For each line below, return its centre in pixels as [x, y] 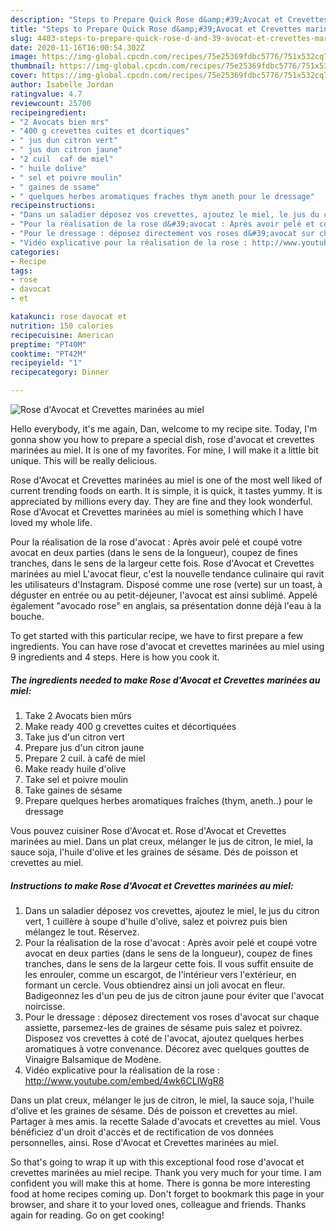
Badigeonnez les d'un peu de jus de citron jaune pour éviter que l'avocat [174, 995]
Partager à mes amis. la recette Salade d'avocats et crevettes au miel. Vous [165, 1121]
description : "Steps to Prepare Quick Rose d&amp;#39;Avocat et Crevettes [169, 19]
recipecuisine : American [62, 335]
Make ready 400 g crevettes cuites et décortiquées [130, 726]
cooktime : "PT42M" [48, 354]
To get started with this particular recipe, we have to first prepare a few [157, 635]
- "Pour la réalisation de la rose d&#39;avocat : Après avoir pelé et [162, 224]
